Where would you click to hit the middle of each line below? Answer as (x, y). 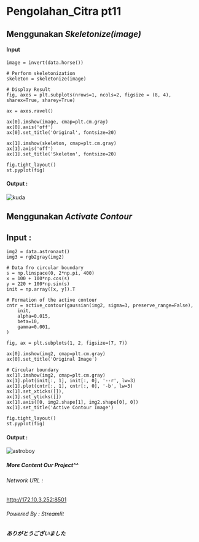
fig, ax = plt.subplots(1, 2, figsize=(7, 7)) (67, 343)
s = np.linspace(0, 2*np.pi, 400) (51, 273)
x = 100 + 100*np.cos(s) (38, 279)
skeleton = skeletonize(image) (46, 79)
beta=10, (29, 322)
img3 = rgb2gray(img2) (35, 257)
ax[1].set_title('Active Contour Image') (60, 408)
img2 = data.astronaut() (38, 252)
